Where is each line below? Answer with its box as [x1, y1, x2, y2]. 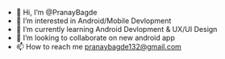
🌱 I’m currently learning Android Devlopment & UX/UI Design [15, 25, 218, 33]
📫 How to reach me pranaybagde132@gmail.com [15, 42, 181, 51]
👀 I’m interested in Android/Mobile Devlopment [15, 16, 172, 26]
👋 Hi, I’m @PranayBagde [15, 8, 98, 17]
